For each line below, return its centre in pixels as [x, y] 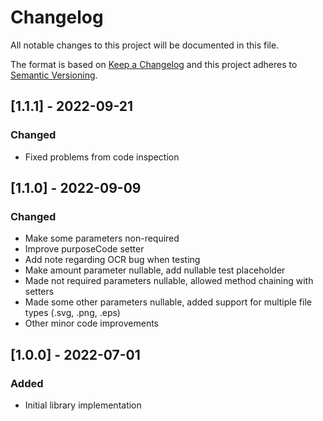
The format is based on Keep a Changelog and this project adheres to [154, 64]
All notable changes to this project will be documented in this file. [145, 45]
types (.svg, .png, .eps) [72, 313]
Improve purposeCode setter [84, 249]
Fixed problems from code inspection [102, 157]
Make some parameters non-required [102, 238]
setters [39, 292]
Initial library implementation [83, 405]
